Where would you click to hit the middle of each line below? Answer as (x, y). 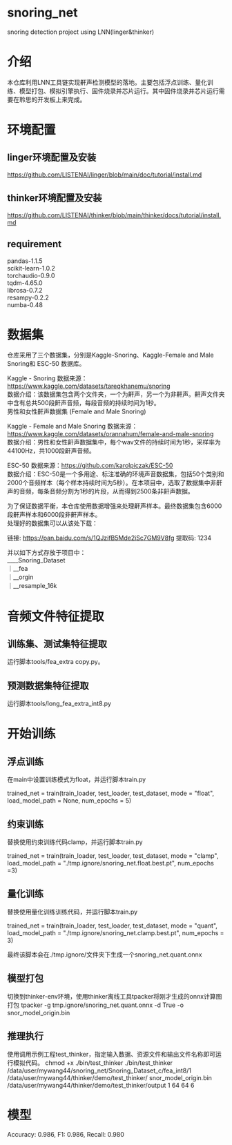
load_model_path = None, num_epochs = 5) (69, 801)
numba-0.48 (25, 304)
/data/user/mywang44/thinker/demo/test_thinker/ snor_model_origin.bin (110, 1077)
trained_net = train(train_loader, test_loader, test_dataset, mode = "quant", (112, 926)
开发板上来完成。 (61, 99)
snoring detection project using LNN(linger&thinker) (81, 32)
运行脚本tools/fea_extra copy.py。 (56, 662)
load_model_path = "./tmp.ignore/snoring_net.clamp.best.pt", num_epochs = (116, 932)
